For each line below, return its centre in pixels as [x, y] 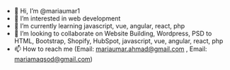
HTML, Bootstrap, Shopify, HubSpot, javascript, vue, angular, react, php [119, 41]
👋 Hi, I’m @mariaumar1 [47, 11]
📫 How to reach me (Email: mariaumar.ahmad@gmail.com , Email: [110, 49]
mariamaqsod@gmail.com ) [53, 59]
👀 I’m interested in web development [67, 18]
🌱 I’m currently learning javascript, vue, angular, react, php [99, 26]
